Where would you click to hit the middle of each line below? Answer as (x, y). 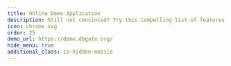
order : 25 (22, 33)
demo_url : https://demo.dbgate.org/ (60, 39)
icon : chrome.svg (32, 26)
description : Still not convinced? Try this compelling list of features (116, 20)
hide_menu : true (31, 45)
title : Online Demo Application (54, 13)
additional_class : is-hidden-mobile (60, 52)
